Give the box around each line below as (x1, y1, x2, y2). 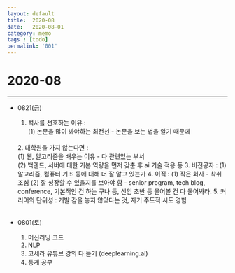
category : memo (7, 29, 52, 37)
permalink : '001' (7, 43, 58, 50)
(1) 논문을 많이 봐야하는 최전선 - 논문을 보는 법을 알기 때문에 (27, 127, 191, 135)
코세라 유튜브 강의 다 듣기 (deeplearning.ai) (27, 249, 148, 258)
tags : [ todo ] (7, 36, 49, 43)
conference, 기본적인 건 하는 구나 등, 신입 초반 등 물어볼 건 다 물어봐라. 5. (17, 187, 219, 195)
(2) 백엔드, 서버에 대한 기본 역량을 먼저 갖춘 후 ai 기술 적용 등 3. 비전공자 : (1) (17, 160, 227, 169)
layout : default (7, 10, 55, 17)
